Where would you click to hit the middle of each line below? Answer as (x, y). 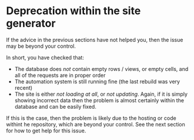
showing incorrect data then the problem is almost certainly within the (99, 100)
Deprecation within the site (73, 11)
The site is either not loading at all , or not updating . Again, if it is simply (101, 94)
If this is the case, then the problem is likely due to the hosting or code (91, 118)
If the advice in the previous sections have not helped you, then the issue (95, 40)
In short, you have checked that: (45, 57)
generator (31, 23)
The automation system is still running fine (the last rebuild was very (97, 82)
